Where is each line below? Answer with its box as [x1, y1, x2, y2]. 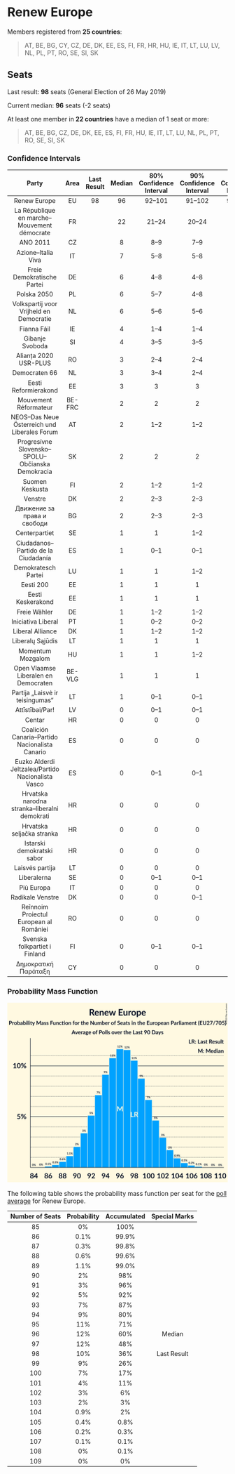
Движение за [15, 504, 55, 513]
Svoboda [22, 341, 48, 350]
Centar [24, 716, 45, 724]
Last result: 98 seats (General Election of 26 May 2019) [7, 87, 166, 96]
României [21, 925, 49, 934]
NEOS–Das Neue [10, 413, 59, 421]
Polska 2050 [16, 290, 54, 298]
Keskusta [21, 485, 48, 493]
